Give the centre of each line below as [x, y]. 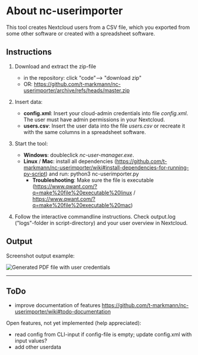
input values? [31, 341]
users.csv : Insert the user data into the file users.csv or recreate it [104, 126]
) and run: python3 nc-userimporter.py [92, 174]
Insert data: [29, 102]
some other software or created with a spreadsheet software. [80, 33]
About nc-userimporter [65, 11]
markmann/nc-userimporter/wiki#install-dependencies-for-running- [106, 167]
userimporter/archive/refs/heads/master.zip [76, 90]
